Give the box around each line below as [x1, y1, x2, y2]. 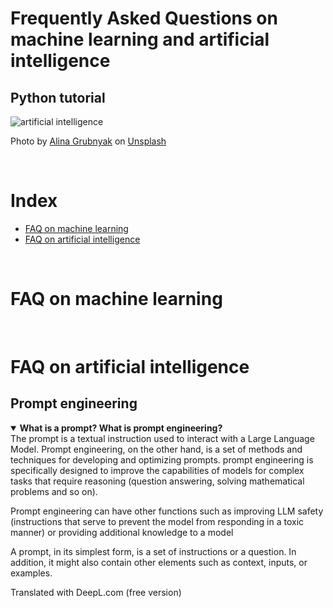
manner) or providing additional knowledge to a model [10, 526, 234, 538]
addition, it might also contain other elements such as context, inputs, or [10, 556, 308, 568]
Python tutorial [10, 89, 106, 106]
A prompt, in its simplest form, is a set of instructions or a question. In [10, 545, 297, 557]
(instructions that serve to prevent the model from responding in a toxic [10, 515, 305, 527]
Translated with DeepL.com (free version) [10, 586, 182, 598]
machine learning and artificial [10, 28, 270, 51]
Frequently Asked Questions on [10, 7, 278, 30]
